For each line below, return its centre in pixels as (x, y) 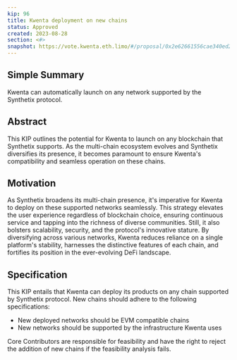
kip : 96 (19, 14)
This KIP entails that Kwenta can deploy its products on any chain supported (118, 292)
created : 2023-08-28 (38, 33)
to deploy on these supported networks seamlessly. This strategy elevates (115, 208)
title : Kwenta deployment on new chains (68, 20)
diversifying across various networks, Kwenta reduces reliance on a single (115, 237)
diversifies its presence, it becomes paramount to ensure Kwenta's (104, 154)
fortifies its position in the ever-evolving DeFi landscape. (89, 253)
